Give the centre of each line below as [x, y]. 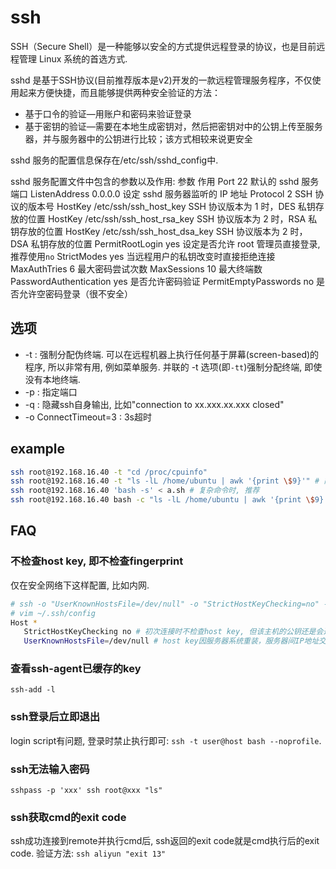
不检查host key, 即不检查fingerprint [97, 561]
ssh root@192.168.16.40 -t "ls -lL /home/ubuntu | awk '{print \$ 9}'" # [165, 481]
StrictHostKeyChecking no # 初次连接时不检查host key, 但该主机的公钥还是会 [173, 632]
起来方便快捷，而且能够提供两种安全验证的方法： [119, 92]
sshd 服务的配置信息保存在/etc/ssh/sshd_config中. [114, 160]
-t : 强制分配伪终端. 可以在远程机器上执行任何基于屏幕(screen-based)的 [172, 354]
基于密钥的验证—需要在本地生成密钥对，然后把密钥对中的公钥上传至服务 [173, 126]
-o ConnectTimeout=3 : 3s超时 [88, 417]
